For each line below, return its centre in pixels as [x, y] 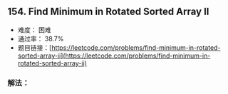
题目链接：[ [35, 47]
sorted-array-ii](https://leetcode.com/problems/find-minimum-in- [114, 56]
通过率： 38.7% [41, 38]
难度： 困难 [34, 30]
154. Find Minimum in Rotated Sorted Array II [108, 12]
